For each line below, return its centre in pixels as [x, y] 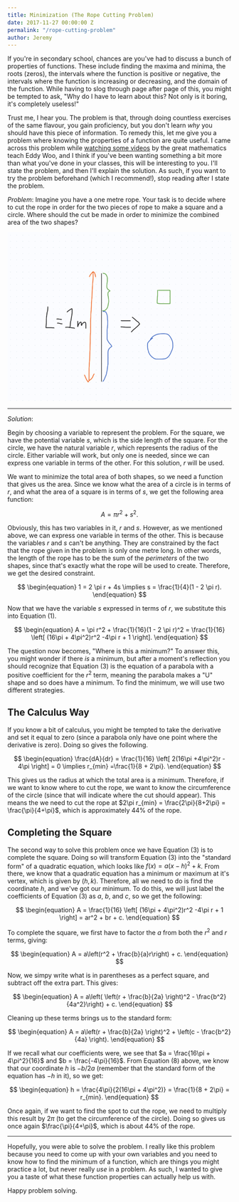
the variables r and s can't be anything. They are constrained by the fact [113, 543]
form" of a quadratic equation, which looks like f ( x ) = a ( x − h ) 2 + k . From [113, 865]
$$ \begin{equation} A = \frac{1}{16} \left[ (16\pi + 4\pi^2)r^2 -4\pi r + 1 [119, 910]
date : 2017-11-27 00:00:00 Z [51, 22]
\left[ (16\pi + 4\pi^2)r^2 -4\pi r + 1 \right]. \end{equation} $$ [119, 638]
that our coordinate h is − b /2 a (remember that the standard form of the [111, 1068]
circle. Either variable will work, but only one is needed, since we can [108, 455]
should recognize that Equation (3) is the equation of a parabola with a [111, 666]
